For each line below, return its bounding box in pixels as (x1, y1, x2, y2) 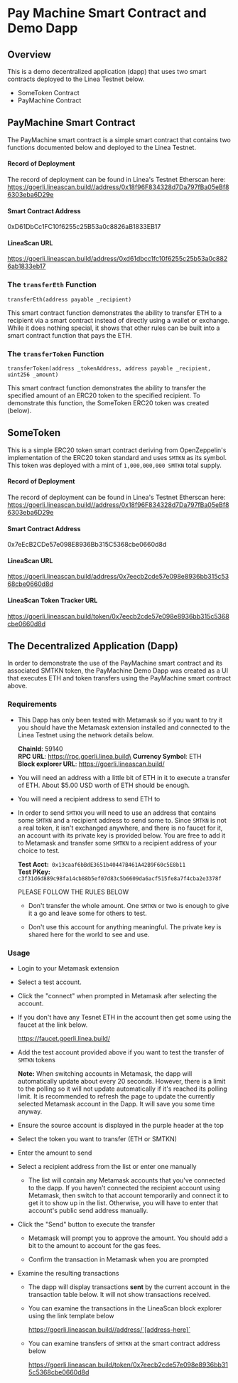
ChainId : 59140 (17, 744, 63, 753)
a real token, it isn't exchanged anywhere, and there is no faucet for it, (17, 823, 223, 832)
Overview (7, 48, 52, 60)
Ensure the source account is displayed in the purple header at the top (17, 1121, 224, 1130)
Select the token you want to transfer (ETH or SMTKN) (17, 1135, 178, 1143)
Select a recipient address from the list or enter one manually (17, 1163, 197, 1171)
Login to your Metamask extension (17, 964, 119, 973)
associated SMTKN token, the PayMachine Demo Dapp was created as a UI (7, 666, 229, 675)
